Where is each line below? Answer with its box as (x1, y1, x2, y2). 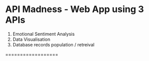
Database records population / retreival (12, 41, 95, 47)
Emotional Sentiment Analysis (12, 31, 75, 37)
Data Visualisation (12, 36, 51, 42)
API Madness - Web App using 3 (5, 4, 144, 15)
